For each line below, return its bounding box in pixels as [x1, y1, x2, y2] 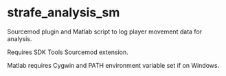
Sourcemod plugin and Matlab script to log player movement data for [7, 27, 203, 36]
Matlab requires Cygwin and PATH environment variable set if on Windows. [7, 61, 220, 69]
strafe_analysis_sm [7, 5, 120, 21]
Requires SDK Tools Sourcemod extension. [7, 48, 128, 56]
